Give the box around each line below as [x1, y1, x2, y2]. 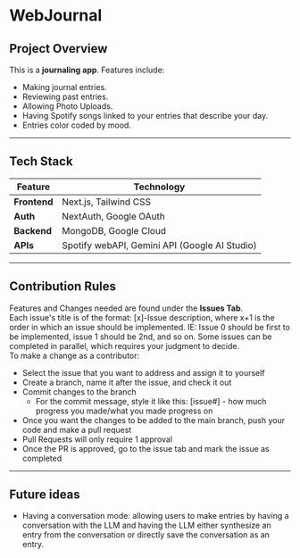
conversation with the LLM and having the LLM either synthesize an [21, 520, 272, 531]
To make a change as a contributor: [9, 350, 140, 361]
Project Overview [9, 41, 108, 56]
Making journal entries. [21, 82, 107, 92]
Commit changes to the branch [21, 386, 137, 397]
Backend [13, 224, 52, 237]
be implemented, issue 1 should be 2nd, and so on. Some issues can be [9, 331, 272, 342]
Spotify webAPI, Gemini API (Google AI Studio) [62, 238, 257, 251]
